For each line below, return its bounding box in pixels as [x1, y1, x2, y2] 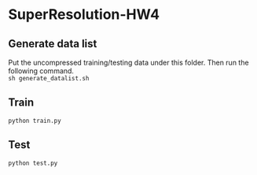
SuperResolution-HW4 [8, 6, 160, 24]
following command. [8, 66, 75, 76]
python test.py [8, 159, 58, 167]
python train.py [8, 117, 61, 125]
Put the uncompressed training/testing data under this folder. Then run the [8, 58, 249, 67]
